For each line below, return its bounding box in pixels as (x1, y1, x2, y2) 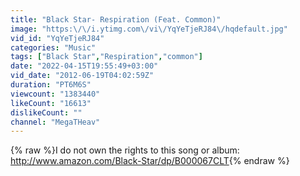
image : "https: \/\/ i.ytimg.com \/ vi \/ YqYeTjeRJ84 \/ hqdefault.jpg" (10, 24, 288, 34)
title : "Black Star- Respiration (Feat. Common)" (10, 14, 222, 25)
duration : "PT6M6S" (10, 80, 92, 90)
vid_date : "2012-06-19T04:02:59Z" (10, 71, 155, 81)
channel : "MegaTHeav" (10, 117, 101, 127)
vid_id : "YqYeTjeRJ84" (10, 33, 105, 43)
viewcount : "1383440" (10, 89, 101, 99)
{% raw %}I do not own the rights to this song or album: (10, 144, 240, 156)
